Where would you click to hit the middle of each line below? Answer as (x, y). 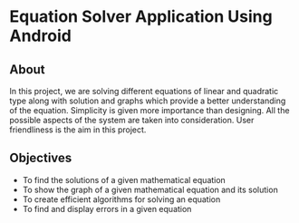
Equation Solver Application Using (141, 17)
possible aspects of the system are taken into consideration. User (132, 120)
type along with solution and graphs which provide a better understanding (148, 101)
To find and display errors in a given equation (107, 208)
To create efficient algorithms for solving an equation (121, 199)
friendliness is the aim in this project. (78, 130)
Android (41, 36)
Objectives (41, 158)
